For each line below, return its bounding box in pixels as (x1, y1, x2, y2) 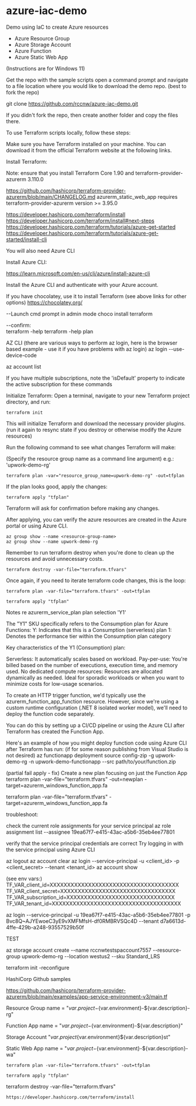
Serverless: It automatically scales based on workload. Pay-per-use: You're (6, 655, 188, 662)
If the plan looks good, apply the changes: (6, 483, 108, 490)
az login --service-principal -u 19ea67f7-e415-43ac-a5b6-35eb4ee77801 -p (6, 911, 191, 918)
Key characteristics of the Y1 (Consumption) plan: (6, 644, 126, 651)
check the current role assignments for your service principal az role (6, 822, 171, 829)
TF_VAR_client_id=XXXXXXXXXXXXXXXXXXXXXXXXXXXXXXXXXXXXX (6, 881, 180, 888)
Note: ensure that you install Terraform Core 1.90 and (6, 169, 135, 177)
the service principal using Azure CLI (6, 846, 95, 853)
